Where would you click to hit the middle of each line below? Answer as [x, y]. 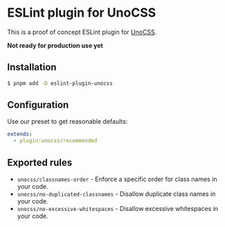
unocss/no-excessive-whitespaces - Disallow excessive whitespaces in [118, 209]
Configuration [38, 105]
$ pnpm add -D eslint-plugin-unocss [60, 83]
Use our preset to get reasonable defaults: [67, 121]
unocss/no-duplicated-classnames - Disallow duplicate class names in [116, 194]
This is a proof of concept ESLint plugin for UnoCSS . [82, 32]
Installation [32, 67]
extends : [20, 134]
